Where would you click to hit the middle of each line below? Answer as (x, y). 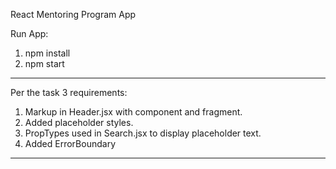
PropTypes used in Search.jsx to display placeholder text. (143, 133)
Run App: (29, 33)
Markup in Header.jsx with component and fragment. (133, 112)
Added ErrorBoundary (70, 143)
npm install (47, 53)
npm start (44, 63)
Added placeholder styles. (79, 122)
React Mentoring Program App (73, 14)
